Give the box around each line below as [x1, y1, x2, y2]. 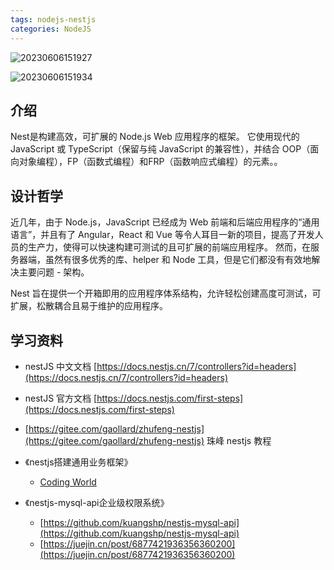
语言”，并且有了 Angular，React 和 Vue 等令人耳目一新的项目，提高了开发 [10, 229, 315, 241]
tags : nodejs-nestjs [10, 14, 97, 25]
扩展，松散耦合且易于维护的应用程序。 [10, 300, 168, 312]
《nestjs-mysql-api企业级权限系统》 [24, 496, 170, 508]
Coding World [39, 476, 97, 488]
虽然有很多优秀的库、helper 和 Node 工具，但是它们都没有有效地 [44, 254, 312, 266]
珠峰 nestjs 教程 [206, 434, 272, 446]
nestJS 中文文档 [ [24, 360, 98, 372]
